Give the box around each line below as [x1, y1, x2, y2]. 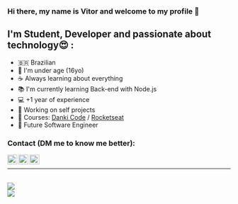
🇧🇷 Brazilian [17, 58, 56, 67]
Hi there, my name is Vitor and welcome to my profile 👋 [7, 6, 200, 16]
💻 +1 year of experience [17, 95, 90, 103]
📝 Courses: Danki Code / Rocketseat [17, 113, 124, 121]
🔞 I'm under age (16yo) [17, 66, 84, 74]
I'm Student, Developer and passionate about [7, 28, 211, 40]
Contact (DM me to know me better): [7, 138, 136, 148]
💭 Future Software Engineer [17, 120, 98, 129]
